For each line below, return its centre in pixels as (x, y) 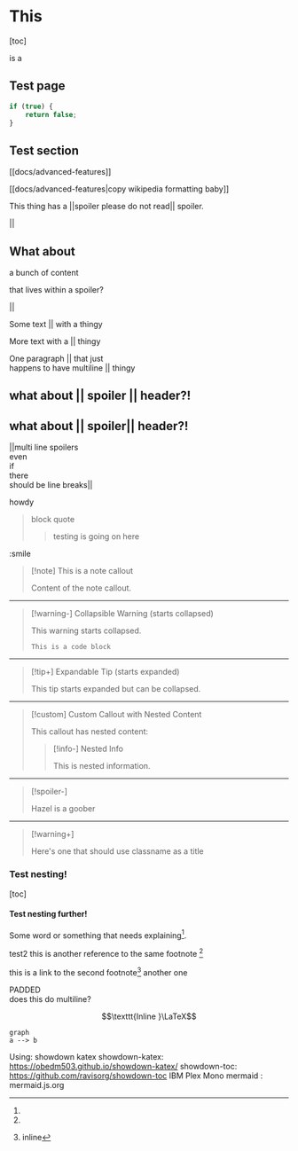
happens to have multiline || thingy (72, 368)
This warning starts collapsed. (86, 630)
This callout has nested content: (90, 732)
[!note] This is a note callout (82, 571)
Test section (44, 150)
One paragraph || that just (56, 358)
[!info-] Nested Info (88, 749)
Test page (37, 86)
